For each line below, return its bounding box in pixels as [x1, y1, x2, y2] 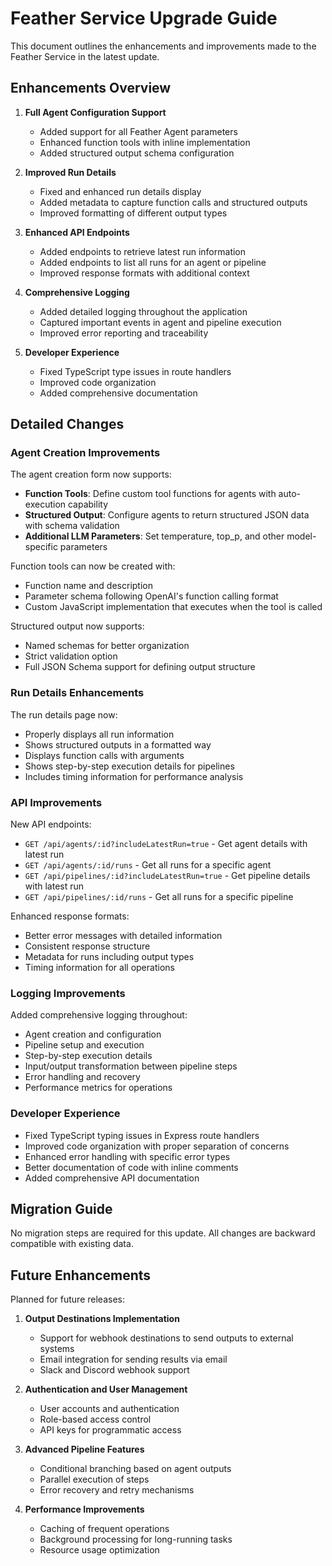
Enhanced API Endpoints [24, 226, 130, 238]
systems [39, 1343, 75, 1355]
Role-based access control [39, 1413, 152, 1426]
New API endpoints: [10, 818, 92, 831]
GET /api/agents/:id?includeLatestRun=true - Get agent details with [24, 838, 308, 850]
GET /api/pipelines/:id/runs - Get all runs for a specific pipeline [24, 891, 294, 903]
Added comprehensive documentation [39, 387, 198, 399]
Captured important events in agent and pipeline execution [39, 316, 282, 328]
